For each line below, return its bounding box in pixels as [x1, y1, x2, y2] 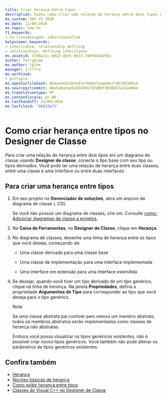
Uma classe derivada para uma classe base [19, 249, 109, 255]
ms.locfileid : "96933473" [5, 104, 58, 109]
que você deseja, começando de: [12, 240, 81, 246]
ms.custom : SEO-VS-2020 [5, 16, 54, 21]
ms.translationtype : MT [5, 90, 54, 95]
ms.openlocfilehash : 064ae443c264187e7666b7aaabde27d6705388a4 [5, 81, 138, 86]
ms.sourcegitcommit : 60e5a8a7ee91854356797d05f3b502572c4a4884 [5, 85, 138, 91]
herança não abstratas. [12, 324, 60, 330]
